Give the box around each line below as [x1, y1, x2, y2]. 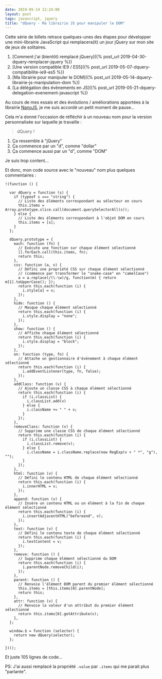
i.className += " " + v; [26, 407, 77, 412]
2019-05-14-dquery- [111, 74, 153, 80]
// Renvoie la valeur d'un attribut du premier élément [18, 603, 134, 608]
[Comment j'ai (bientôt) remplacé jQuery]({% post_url [12, 54, 120, 60]
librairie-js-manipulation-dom [12, 80, 72, 86]
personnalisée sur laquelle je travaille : [5, 119, 82, 125]
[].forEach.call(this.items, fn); [18, 250, 89, 255]
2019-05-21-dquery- [115, 85, 157, 90]
